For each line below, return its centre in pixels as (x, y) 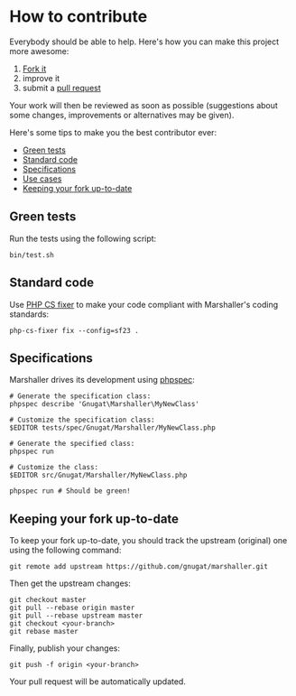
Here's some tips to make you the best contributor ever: (113, 132)
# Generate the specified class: (72, 444)
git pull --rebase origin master (72, 608)
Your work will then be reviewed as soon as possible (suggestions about (143, 105)
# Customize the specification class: (82, 420)
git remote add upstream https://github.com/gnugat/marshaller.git (139, 567)
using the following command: (65, 550)
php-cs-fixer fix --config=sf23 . (74, 330)
